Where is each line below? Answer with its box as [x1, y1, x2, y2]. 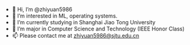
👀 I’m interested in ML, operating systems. [12, 12, 118, 19]
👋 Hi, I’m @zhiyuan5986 [12, 6, 73, 13]
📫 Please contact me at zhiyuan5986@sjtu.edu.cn [12, 32, 140, 39]
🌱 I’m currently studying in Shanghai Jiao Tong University [12, 19, 156, 26]
